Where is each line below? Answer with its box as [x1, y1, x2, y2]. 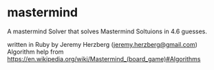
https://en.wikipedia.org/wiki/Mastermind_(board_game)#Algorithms [7, 54, 201, 63]
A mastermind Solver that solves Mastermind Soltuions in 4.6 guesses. [7, 27, 208, 35]
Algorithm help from [7, 48, 64, 56]
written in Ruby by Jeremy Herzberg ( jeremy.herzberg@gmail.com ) [7, 40, 198, 48]
